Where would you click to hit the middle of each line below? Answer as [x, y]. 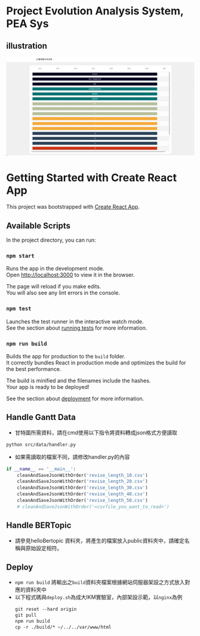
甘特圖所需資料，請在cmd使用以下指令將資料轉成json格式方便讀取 [96, 433]
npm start [20, 256]
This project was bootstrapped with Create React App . [73, 207]
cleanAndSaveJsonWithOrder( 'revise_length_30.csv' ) [82, 488]
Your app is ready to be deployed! [48, 387]
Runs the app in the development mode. [55, 269]
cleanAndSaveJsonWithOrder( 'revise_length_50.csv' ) [82, 501]
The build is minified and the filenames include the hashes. [79, 381]
